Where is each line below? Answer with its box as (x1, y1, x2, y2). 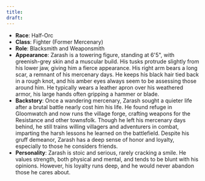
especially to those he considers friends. (15, 142, 118, 150)
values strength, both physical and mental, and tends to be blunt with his (15, 155, 199, 163)
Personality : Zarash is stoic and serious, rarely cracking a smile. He (15, 148, 187, 156)
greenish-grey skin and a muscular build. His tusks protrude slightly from (15, 58, 199, 65)
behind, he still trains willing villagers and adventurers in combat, (15, 123, 179, 130)
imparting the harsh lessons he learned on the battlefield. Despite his (15, 129, 190, 137)
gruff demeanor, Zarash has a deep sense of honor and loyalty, (15, 136, 174, 143)
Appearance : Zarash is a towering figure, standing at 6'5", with (15, 51, 175, 58)
